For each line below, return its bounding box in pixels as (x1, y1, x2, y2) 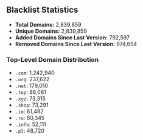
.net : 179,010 (15, 82, 49, 90)
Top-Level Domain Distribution (6, 55, 99, 64)
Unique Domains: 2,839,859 (15, 27, 87, 35)
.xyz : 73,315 (15, 95, 46, 102)
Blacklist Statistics (6, 5, 78, 15)
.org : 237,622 (15, 76, 50, 83)
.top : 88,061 (15, 88, 47, 96)
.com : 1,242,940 (15, 69, 55, 76)
